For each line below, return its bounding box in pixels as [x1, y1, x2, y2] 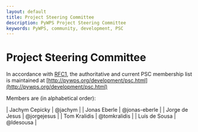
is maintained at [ [6, 77, 49, 84]
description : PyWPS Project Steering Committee [6, 20, 127, 26]
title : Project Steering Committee [6, 14, 95, 20]
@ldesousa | [6, 119, 37, 126]
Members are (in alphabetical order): [6, 95, 96, 102]
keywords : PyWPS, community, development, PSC [6, 25, 124, 32]
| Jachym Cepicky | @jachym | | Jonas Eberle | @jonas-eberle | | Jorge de [6, 106, 188, 114]
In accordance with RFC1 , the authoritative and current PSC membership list [6, 71, 192, 78]
